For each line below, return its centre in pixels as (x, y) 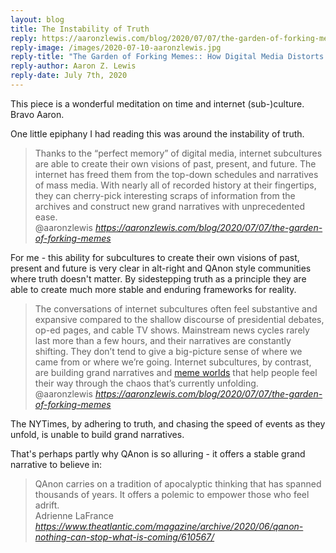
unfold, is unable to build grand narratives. (97, 434)
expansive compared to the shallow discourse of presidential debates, (179, 319)
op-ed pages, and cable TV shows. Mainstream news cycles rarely (172, 330)
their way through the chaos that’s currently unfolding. (146, 383)
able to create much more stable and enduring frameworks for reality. (153, 289)
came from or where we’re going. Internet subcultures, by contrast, (173, 362)
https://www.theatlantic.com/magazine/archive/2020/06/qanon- (169, 526)
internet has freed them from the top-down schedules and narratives (176, 174)
